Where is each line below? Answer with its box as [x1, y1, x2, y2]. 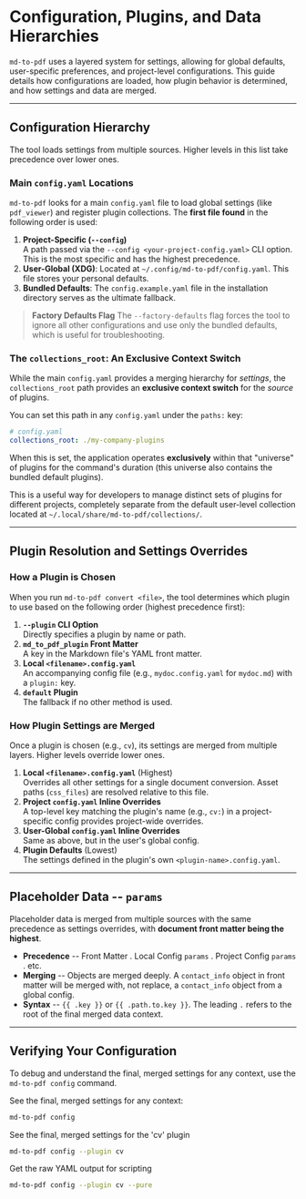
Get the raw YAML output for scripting [9, 1163, 152, 1174]
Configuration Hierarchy [9, 120, 150, 136]
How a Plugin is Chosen [9, 571, 117, 584]
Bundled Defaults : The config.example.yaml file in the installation [22, 282, 269, 293]
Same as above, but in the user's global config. [22, 835, 200, 846]
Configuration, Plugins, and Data [9, 6, 262, 27]
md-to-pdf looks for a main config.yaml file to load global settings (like [9, 198, 273, 209]
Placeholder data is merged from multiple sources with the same [9, 913, 252, 924]
